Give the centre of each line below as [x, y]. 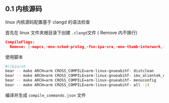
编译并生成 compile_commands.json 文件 [46, 95]
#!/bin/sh [16, 66]
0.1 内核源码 [24, 9]
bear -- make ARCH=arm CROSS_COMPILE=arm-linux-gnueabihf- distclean [80, 71]
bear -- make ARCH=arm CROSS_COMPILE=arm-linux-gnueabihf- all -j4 [77, 85]
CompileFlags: [20, 42]
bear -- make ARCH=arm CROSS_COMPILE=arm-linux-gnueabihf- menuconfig [81, 80]
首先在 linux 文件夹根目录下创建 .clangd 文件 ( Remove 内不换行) [71, 32]
